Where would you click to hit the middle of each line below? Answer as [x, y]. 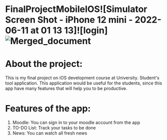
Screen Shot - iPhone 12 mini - [69, 20]
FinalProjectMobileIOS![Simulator [76, 9]
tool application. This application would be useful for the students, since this [84, 83]
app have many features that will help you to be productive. [66, 88]
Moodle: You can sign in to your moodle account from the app [76, 122]
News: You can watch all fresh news [50, 133]
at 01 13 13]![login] [69, 30]
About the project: [44, 64]
